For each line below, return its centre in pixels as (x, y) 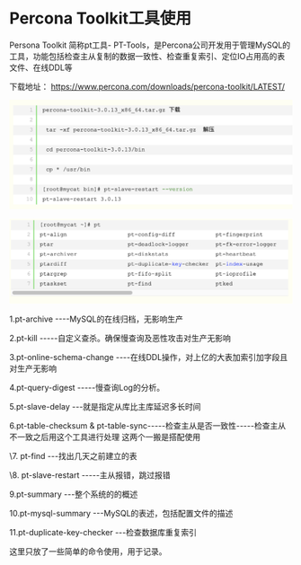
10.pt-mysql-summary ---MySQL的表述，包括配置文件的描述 (121, 514)
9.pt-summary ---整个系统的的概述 (74, 494)
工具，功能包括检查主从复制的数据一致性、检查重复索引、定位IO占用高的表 (147, 56)
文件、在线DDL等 (41, 67)
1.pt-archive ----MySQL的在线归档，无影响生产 (97, 319)
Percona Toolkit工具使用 (100, 18)
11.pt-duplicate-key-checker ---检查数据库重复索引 (103, 533)
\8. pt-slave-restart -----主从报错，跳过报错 (90, 475)
